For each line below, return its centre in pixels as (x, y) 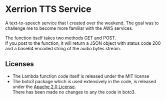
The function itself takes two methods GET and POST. (61, 38)
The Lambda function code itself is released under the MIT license (81, 76)
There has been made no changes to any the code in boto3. (74, 92)
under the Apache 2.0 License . (44, 87)
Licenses (19, 64)
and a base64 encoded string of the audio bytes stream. (63, 48)
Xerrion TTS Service (48, 9)
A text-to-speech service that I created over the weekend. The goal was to (82, 23)
